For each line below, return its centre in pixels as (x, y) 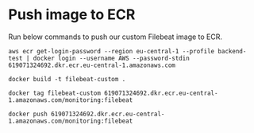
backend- (232, 51)
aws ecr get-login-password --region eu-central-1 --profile (112, 51)
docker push (28, 114)
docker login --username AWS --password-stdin (112, 58)
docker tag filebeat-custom (55, 93)
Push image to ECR (72, 15)
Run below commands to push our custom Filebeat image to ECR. (115, 37)
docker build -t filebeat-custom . (67, 79)
